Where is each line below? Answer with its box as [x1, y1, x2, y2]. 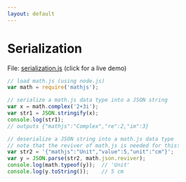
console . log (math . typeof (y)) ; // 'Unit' [7, 162, 131, 169]
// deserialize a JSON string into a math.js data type [7, 135, 174, 143]
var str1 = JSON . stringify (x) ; [7, 110, 99, 117]
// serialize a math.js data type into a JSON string [7, 96, 168, 104]
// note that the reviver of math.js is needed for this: [7, 142, 180, 149]
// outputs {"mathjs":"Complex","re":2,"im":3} [7, 122, 150, 130]
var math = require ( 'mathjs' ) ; [7, 84, 99, 91]
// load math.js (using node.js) [7, 77, 105, 84]
